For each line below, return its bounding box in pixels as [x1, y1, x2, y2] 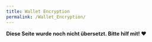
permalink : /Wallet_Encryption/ [6, 14, 86, 20]
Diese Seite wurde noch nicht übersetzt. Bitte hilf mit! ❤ [6, 30, 147, 37]
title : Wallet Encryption [6, 8, 70, 15]
